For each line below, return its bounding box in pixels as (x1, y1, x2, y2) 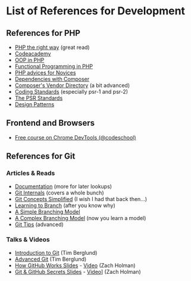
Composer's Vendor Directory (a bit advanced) (14, 82, 130, 89)
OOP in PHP (14, 57, 45, 63)
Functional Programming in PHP (14, 63, 93, 70)
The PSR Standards (14, 94, 63, 101)
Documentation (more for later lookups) (14, 183, 112, 190)
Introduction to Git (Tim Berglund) (14, 249, 98, 256)
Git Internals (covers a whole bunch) (14, 189, 104, 196)
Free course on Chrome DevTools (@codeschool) (14, 134, 136, 141)
